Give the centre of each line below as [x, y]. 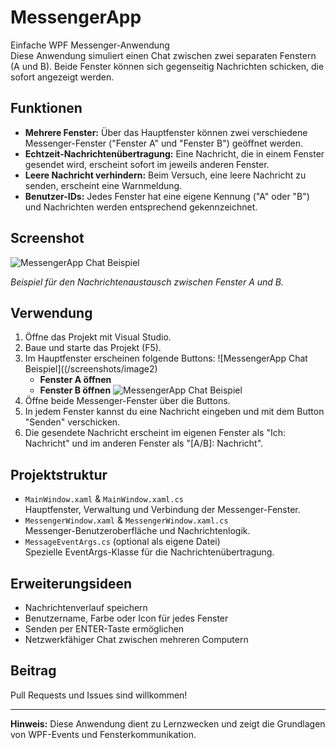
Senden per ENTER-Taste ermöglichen [104, 629]
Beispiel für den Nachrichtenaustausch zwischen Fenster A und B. [147, 282]
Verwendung [51, 312]
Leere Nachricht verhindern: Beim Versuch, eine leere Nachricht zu [165, 175]
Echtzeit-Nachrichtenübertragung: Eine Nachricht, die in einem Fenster [174, 153]
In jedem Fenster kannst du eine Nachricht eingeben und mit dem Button [174, 412]
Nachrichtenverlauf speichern [86, 607]
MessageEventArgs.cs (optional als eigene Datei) [122, 542]
